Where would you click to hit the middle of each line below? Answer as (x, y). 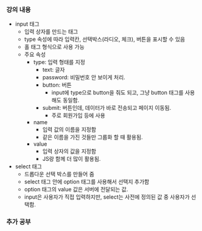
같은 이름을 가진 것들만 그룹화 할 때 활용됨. (92, 137)
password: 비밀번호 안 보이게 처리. (84, 77)
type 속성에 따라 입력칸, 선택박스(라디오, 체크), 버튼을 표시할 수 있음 (105, 39)
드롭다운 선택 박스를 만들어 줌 (59, 174)
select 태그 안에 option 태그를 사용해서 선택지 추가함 (87, 182)
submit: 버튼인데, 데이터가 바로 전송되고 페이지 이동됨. (107, 108)
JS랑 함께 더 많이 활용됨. (71, 159)
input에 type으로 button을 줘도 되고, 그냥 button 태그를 (117, 93)
